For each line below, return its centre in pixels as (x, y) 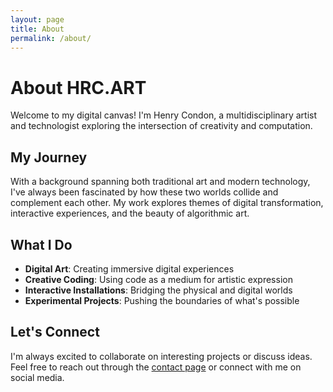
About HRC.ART (78, 87)
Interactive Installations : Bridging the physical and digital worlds (158, 290)
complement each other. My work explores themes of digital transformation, (167, 203)
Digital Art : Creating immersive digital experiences (129, 268)
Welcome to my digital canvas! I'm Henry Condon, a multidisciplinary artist (163, 115)
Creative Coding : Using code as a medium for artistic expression (158, 279)
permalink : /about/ (51, 38)
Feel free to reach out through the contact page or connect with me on (156, 367)
